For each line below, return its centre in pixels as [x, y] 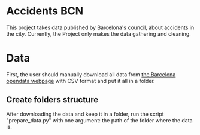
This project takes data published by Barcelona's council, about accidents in [100, 27]
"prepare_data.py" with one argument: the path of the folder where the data [99, 120]
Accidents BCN [45, 11]
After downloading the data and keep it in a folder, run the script [85, 114]
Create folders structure [52, 100]
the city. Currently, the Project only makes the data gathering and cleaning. [99, 33]
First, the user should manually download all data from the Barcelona [91, 74]
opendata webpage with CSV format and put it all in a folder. [81, 81]
